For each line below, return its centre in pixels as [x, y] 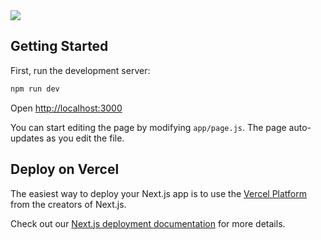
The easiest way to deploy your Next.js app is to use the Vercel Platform [159, 193]
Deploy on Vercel [65, 169]
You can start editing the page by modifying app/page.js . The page [148, 127]
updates [27, 138]
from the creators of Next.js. [68, 204]
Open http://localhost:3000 [66, 108]
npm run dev [35, 89]
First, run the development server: [80, 70]
